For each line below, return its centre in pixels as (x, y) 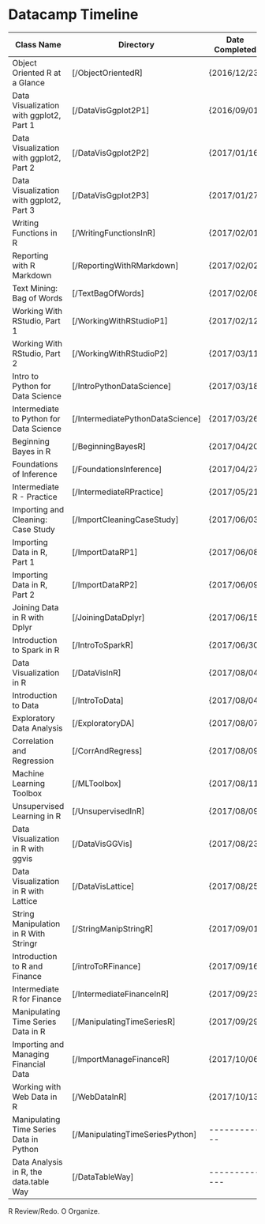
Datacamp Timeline (73, 15)
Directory (136, 44)
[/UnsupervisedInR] (108, 810)
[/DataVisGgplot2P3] (111, 195)
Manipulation (36, 924)
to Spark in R (36, 650)
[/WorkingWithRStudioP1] (120, 320)
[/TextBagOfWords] (108, 293)
